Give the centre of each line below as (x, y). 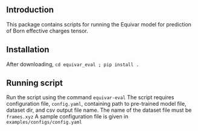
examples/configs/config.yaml (44, 123)
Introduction (30, 10)
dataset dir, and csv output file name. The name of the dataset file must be (99, 110)
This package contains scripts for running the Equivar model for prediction (99, 24)
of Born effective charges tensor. (47, 31)
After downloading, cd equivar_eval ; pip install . (73, 64)
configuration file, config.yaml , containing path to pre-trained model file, (96, 104)
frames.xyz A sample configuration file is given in (67, 117)
